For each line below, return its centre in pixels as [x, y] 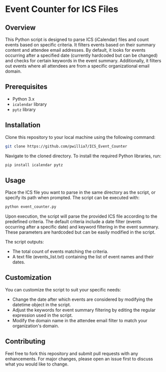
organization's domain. [36, 326]
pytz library [24, 109]
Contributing [25, 341]
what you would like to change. [37, 364]
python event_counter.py [31, 207]
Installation [23, 125]
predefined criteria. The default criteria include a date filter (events [73, 222]
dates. [19, 262]
